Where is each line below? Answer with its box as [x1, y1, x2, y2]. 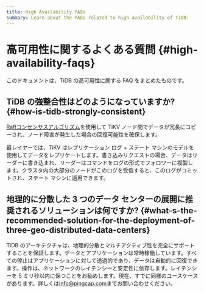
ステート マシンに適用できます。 [27, 174, 109, 182]
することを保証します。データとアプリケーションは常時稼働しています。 [6, 249, 187, 256]
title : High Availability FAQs [6, 9, 86, 15]
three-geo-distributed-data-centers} [6, 225, 150, 235]
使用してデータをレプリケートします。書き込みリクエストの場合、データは [6, 152, 193, 159]
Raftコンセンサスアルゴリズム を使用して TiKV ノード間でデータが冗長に [6, 123, 186, 131]
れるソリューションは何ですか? [22, 205, 139, 216]
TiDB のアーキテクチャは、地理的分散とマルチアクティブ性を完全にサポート [6, 242, 195, 249]
